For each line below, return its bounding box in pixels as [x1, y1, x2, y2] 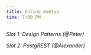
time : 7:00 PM [6, 14, 41, 20]
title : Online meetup [6, 8, 60, 15]
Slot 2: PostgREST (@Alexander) [6, 42, 86, 49]
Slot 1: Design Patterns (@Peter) [6, 30, 84, 37]
